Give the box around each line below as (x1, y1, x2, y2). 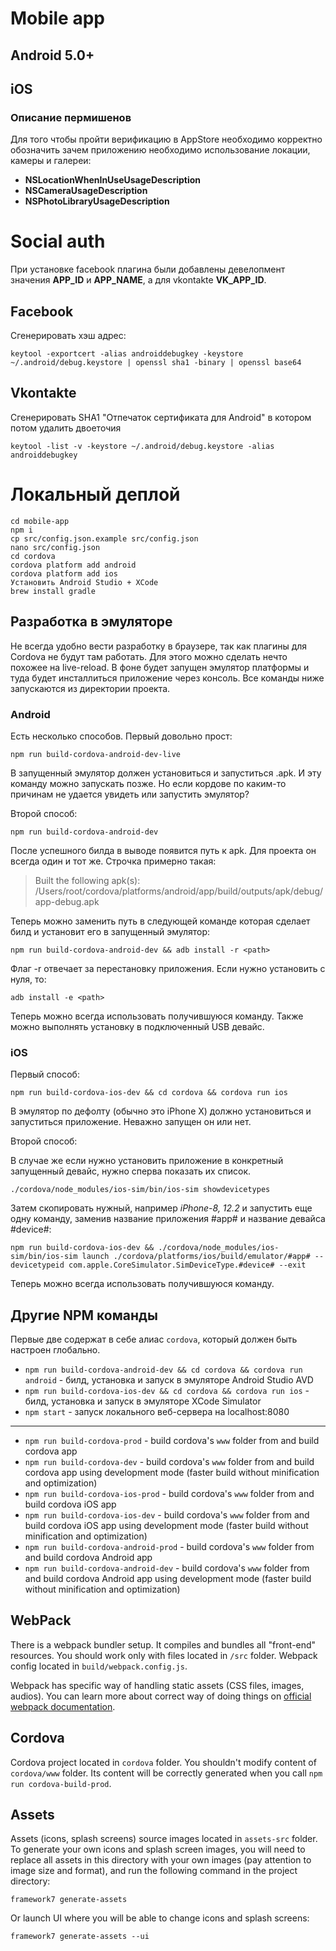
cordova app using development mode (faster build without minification (24, 1466, 320, 1478)
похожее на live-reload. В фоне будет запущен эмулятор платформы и (10, 661, 310, 673)
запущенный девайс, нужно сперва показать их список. (10, 1165, 252, 1177)
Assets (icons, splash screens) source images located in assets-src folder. (10, 1833, 318, 1845)
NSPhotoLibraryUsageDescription (24, 195, 170, 207)
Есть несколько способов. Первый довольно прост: (10, 730, 233, 742)
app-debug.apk (34, 895, 100, 907)
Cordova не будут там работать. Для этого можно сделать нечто (10, 650, 288, 662)
